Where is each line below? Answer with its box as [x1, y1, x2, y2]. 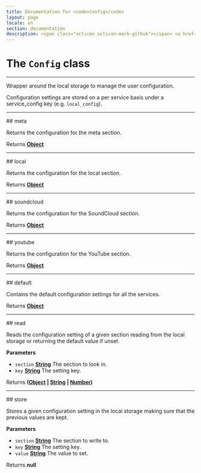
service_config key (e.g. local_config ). [6, 100, 103, 108]
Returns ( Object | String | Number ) [6, 378, 93, 386]
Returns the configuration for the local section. [6, 169, 121, 177]
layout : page [6, 14, 39, 20]
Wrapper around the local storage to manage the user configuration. [6, 82, 175, 90]
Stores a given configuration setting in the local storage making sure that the [6, 408, 195, 415]
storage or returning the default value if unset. [6, 338, 120, 345]
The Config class [6, 57, 90, 71]
